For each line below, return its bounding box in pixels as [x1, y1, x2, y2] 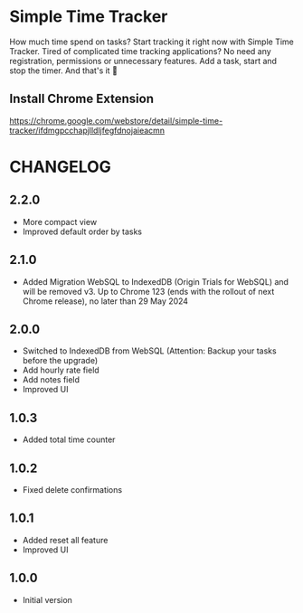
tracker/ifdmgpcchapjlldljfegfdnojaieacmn [9, 125, 166, 136]
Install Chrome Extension [9, 91, 154, 107]
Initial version [22, 594, 72, 605]
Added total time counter [22, 434, 116, 445]
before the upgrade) [22, 355, 99, 366]
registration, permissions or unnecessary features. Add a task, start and [9, 55, 278, 66]
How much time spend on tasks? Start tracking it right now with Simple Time [9, 36, 294, 47]
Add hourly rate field [22, 364, 99, 376]
